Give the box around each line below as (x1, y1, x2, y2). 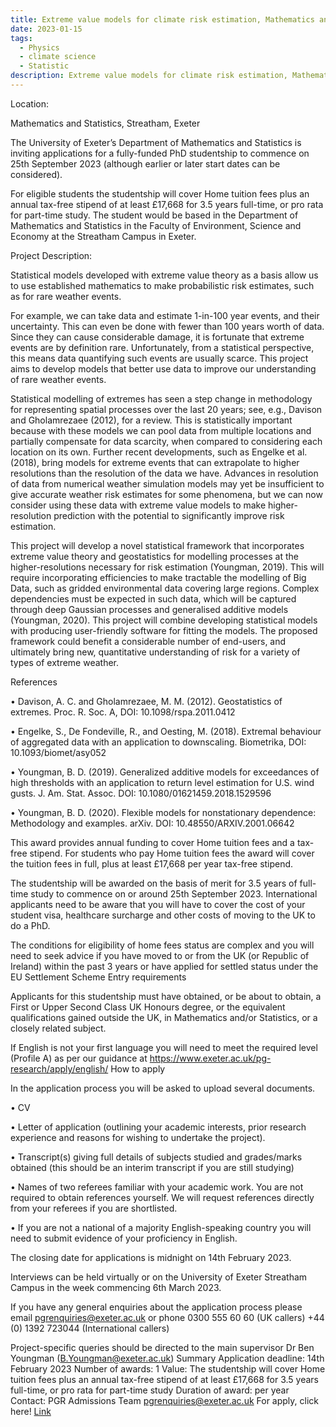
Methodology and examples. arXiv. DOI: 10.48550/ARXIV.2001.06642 (10, 817, 295, 829)
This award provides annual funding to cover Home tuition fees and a (10, 836, 295, 848)
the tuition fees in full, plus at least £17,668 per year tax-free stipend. (10, 857, 294, 870)
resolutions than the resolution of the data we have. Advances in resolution (10, 467, 319, 479)
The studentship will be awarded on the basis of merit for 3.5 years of (10, 877, 298, 889)
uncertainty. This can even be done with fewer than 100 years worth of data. (10, 320, 325, 332)
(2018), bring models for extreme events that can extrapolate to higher (10, 456, 300, 468)
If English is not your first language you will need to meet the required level (10, 1041, 318, 1053)
